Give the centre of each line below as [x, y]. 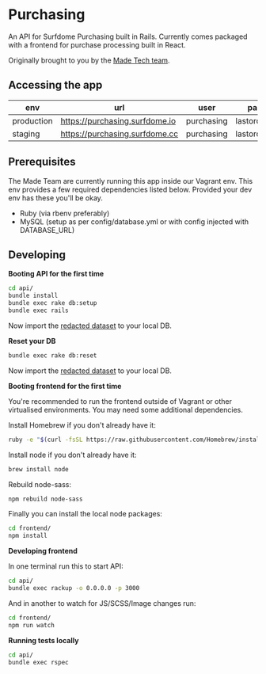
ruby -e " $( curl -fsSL [46, 440]
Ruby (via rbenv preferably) [65, 213]
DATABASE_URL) [47, 230]
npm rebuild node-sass [46, 499]
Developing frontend [43, 551]
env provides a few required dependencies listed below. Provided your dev [130, 189]
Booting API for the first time [56, 274]
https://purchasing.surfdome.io [118, 120]
